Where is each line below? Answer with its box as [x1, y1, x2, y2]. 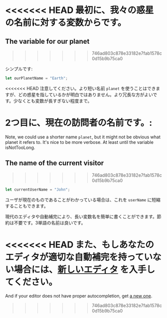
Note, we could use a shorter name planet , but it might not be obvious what [5, 134, 161, 140]
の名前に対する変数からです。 [5, 17, 127, 28]
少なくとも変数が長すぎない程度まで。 [13, 98, 92, 104]
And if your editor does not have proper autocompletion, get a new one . [5, 293, 153, 299]
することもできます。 [5, 203, 49, 209]
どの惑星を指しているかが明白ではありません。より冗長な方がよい [18, 92, 153, 98]
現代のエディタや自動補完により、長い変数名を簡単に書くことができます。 [5, 213, 157, 219]
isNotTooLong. [5, 144, 35, 150]
